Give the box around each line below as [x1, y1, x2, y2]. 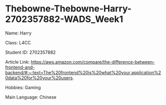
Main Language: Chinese [5, 94, 56, 100]
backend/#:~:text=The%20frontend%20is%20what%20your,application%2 [5, 69, 161, 75]
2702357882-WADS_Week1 [5, 13, 123, 25]
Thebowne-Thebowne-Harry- [5, 3, 131, 14]
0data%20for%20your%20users [5, 75, 73, 81]
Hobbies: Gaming [5, 84, 41, 90]
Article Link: [5, 59, 30, 65]
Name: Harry [5, 30, 31, 36]
